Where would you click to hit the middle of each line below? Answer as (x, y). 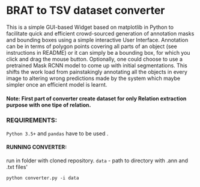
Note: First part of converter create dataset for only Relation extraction (96, 98)
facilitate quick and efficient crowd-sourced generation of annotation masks (100, 33)
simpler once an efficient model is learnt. (57, 84)
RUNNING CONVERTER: (37, 147)
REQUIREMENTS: (32, 120)
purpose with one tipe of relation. (49, 105)
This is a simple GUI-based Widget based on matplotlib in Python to (90, 27)
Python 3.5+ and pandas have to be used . (57, 133)
